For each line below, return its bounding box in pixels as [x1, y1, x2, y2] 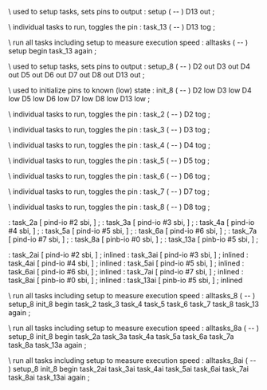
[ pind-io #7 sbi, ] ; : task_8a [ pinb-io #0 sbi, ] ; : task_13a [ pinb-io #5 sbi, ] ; [8, 234, 259, 244]
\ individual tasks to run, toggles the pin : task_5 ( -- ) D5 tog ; [8, 156, 210, 165]
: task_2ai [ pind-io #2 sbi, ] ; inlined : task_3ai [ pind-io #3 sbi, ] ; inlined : [8, 250, 249, 259]
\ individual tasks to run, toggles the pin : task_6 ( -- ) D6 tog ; [8, 171, 210, 180]
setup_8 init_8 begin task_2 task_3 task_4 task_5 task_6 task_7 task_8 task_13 [8, 299, 259, 309]
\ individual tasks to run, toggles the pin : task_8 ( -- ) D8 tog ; [8, 203, 210, 211]
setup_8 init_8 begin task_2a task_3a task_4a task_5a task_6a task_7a [8, 332, 234, 341]
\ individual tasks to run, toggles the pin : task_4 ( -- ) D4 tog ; [8, 140, 211, 150]
